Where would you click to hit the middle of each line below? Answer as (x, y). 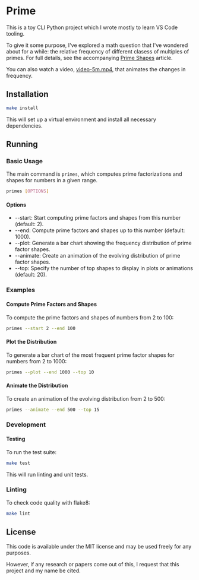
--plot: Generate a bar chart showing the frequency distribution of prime (103, 243)
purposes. (19, 553)
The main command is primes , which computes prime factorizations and (94, 174)
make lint (18, 514)
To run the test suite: (31, 452)
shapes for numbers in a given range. (52, 180)
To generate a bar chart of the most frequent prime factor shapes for (90, 355)
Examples (21, 290)
